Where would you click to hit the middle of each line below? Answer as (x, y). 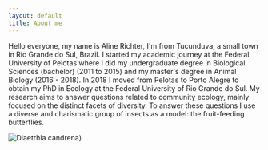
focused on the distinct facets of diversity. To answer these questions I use (132, 105)
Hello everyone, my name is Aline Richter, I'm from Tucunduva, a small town (133, 45)
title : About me (35, 23)
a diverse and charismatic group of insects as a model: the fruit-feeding (127, 113)
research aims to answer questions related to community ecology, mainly (129, 97)
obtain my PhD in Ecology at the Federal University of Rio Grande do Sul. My (134, 88)
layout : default (35, 16)
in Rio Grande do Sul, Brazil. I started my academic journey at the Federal (129, 54)
